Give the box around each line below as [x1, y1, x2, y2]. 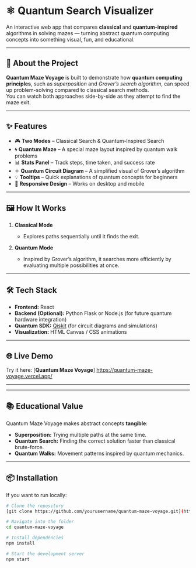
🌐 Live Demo [6, 351, 54, 361]
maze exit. [6, 98, 31, 106]
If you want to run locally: [6, 491, 67, 498]
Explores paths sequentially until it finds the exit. [23, 233, 140, 240]
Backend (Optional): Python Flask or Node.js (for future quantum [14, 310, 172, 317]
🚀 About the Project [6, 59, 79, 69]
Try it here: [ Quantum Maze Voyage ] [6, 367, 95, 373]
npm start [6, 556, 30, 562]
